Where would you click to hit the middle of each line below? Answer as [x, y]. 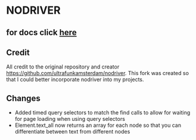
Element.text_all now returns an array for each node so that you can [98, 125]
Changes [23, 98]
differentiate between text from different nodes [72, 132]
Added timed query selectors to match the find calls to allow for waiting [102, 113]
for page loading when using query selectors [70, 119]
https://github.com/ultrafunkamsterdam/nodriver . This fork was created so [98, 73]
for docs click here [41, 32]
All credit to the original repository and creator [63, 67]
